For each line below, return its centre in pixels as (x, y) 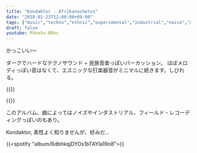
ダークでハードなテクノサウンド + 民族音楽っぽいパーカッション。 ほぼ (92, 63)
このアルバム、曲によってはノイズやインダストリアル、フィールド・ (88, 113)
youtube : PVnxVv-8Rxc (33, 33)
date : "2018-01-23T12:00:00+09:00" (50, 17)
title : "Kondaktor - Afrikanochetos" (52, 11)
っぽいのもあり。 (42, 120)
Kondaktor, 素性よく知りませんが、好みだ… (58, 133)
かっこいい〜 (21, 51)
